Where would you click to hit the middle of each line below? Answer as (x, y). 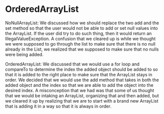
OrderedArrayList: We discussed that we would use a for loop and (72, 64)
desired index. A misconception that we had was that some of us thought (80, 90)
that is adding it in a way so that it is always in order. (58, 106)
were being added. (24, 54)
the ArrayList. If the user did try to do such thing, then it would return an (79, 33)
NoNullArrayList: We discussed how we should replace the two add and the (82, 23)
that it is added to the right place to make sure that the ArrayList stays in (79, 74)
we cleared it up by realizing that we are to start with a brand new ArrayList (82, 101)
